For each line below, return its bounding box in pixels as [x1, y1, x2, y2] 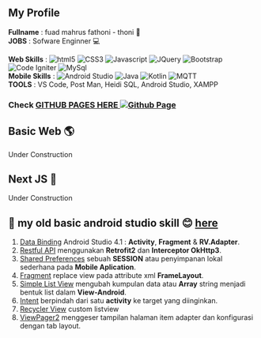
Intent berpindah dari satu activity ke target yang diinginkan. [19, 296, 218, 306]
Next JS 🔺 [8, 172, 58, 186]
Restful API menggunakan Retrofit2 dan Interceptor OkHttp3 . [19, 246, 221, 255]
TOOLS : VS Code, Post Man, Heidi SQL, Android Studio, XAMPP [8, 79, 219, 89]
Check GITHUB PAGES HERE [8, 99, 119, 110]
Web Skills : [8, 54, 47, 64]
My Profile [8, 6, 61, 20]
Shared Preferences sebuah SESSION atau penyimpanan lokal [19, 254, 223, 264]
